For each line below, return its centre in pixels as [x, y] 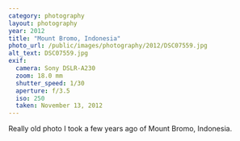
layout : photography [43, 23]
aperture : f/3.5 [43, 91]
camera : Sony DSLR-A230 [55, 68]
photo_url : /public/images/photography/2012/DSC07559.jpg [108, 46]
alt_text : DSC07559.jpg [48, 53]
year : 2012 [27, 31]
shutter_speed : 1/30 [50, 83]
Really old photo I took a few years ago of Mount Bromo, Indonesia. [120, 129]
